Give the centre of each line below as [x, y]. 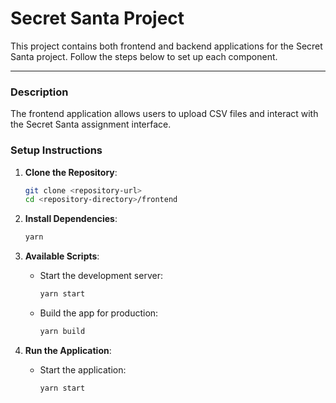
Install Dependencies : [71, 219]
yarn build [62, 332]
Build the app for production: [99, 313]
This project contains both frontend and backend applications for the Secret [166, 46]
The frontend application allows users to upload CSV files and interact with [164, 114]
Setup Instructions [56, 150]
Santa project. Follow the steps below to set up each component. [144, 56]
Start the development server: [101, 276]
